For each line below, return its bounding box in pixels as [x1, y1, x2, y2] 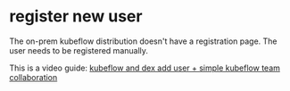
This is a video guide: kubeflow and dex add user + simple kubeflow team [9, 62, 281, 73]
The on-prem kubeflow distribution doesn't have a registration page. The [9, 36, 278, 46]
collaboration [9, 71, 58, 82]
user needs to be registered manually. [9, 45, 149, 55]
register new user [9, 6, 143, 27]
